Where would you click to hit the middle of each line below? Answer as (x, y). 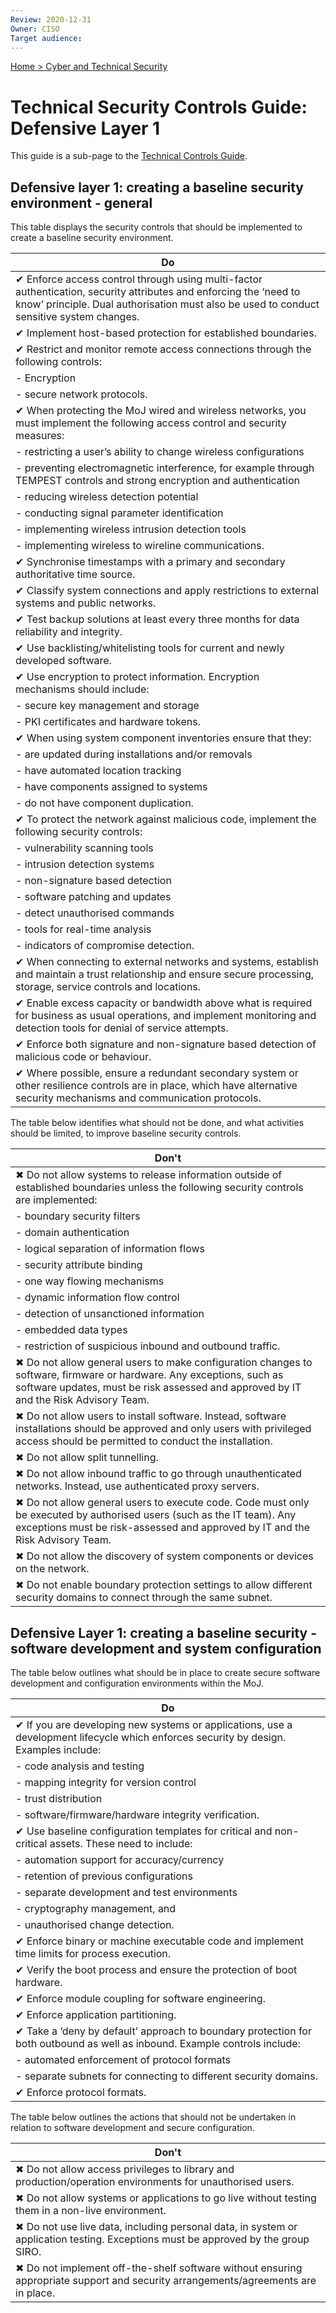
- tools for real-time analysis (83, 929)
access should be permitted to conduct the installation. (144, 1441)
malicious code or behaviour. (83, 1057)
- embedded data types (71, 1330)
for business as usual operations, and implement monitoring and (166, 1016)
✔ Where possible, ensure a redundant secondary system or (157, 1073)
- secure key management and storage (107, 706)
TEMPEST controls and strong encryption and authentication (157, 481)
